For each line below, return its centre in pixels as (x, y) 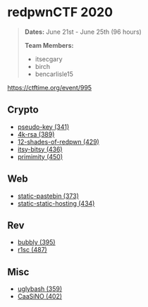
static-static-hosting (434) (56, 203)
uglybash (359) (40, 289)
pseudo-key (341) (43, 127)
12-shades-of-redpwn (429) (58, 142)
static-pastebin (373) (48, 196)
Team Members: (49, 45)
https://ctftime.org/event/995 (50, 87)
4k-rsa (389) (36, 134)
